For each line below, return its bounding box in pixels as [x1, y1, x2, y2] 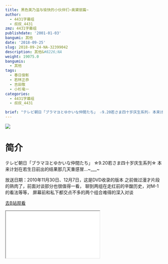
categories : [5, 91, 30, 96]
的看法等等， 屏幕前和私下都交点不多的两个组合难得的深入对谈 [5, 189, 133, 195]
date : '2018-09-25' [5, 40, 46, 45]
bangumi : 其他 [5, 36, 33, 41]
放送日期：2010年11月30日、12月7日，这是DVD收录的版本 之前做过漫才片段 [5, 177, 160, 183]
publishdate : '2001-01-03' [5, 31, 61, 36]
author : [5, 12, 21, 17]
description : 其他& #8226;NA [5, 49, 62, 54]
